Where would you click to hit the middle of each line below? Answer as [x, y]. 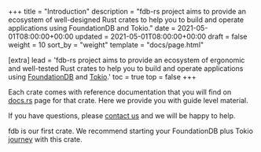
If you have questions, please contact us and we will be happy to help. [122, 116]
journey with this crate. [45, 139]
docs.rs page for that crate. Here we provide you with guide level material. [129, 100]
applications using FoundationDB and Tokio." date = [92, 28]
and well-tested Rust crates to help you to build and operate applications [126, 69]
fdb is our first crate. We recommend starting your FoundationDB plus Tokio [131, 131]
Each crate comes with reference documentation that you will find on [120, 92]
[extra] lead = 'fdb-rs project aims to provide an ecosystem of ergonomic [127, 60]
